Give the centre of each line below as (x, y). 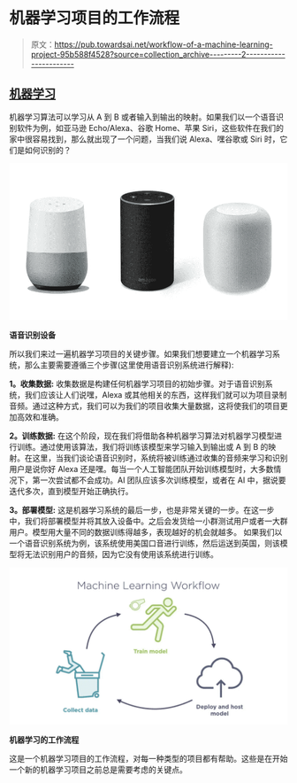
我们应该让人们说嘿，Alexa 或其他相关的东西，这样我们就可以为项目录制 (156, 395)
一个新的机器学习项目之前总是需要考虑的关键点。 (98, 769)
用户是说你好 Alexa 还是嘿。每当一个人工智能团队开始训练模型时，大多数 (141, 469)
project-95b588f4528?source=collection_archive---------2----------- (158, 54)
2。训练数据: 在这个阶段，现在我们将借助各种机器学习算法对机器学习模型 (142, 436)
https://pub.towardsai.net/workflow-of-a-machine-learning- (164, 44)
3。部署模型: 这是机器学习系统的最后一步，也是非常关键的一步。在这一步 (142, 510)
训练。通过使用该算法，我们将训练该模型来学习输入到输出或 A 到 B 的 (142, 447)
